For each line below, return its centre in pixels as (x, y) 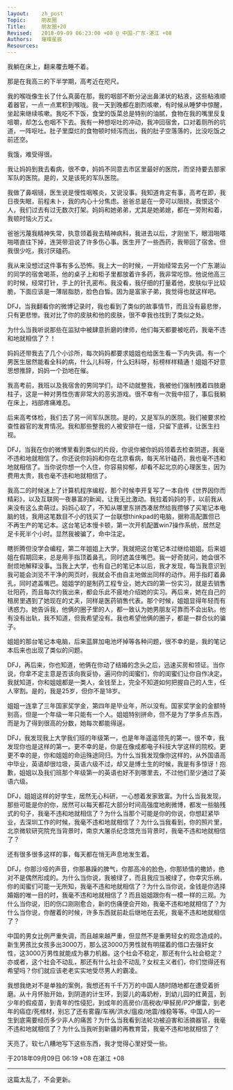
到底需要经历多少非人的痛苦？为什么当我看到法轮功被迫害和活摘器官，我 (116, 1020)
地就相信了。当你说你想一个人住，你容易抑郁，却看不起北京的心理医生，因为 (116, 467)
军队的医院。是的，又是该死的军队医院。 (65, 177)
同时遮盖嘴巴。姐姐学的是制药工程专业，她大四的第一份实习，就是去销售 (122, 583)
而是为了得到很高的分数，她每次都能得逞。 (68, 723)
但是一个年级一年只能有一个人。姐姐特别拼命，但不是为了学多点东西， (126, 714)
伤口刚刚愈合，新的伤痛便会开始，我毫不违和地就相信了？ (137, 903)
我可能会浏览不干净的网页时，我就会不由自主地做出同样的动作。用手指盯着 (113, 575)
